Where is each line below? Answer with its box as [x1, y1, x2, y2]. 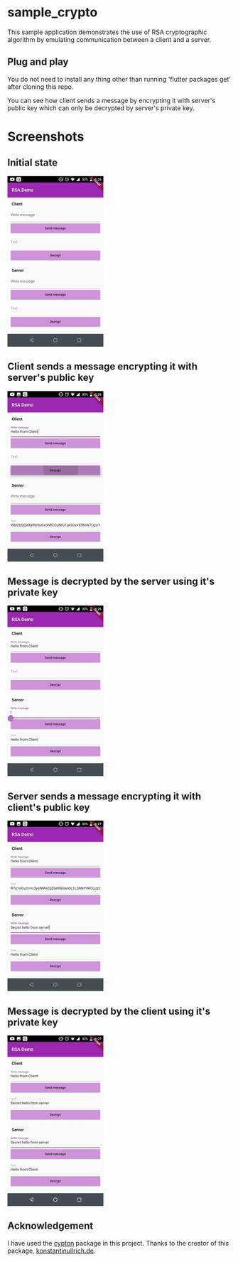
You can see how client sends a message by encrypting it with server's [7, 96, 216, 104]
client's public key [7, 801, 90, 814]
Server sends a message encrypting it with [7, 790, 202, 802]
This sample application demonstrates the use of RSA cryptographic [7, 28, 207, 36]
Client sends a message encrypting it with [7, 360, 198, 373]
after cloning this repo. [7, 82, 74, 91]
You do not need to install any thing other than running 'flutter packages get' [7, 75, 232, 83]
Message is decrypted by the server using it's [7, 575, 215, 587]
